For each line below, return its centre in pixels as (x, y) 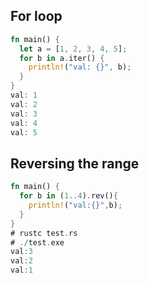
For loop (36, 16)
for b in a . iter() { (62, 58)
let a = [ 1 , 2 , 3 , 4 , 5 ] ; (73, 49)
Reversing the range (75, 163)
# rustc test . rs (44, 233)
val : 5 (24, 132)
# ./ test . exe (37, 242)
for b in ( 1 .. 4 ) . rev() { (68, 196)
